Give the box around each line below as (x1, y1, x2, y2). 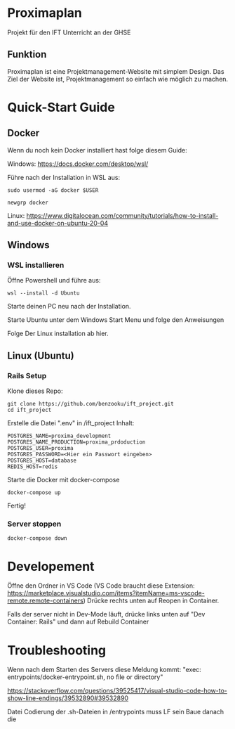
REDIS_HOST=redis (7, 463, 58, 470)
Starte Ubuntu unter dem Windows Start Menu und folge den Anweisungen (7, 316, 224, 324)
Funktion (7, 49, 47, 60)
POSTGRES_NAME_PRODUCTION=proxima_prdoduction (7, 439, 146, 446)
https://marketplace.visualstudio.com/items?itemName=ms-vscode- (7, 589, 205, 598)
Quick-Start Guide (7, 99, 116, 115)
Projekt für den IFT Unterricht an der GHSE (7, 28, 131, 37)
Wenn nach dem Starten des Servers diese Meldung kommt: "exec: (7, 666, 201, 674)
